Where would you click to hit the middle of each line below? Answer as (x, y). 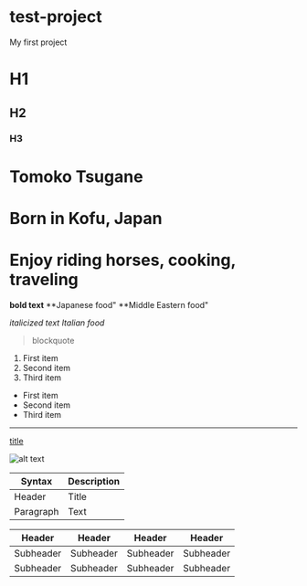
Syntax (37, 481)
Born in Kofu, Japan (86, 218)
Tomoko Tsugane (76, 176)
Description (94, 481)
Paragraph (37, 511)
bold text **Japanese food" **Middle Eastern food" (109, 304)
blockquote (53, 340)
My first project (38, 42)
